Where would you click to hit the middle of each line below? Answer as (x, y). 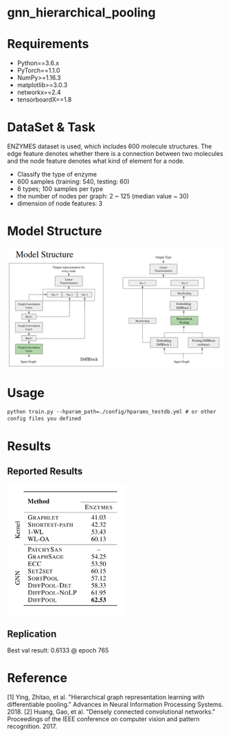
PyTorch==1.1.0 (38, 71)
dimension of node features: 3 (60, 203)
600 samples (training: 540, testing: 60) (73, 182)
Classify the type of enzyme (57, 174)
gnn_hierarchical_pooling (81, 13)
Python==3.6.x (38, 63)
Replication (32, 634)
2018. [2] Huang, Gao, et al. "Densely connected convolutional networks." (111, 712)
